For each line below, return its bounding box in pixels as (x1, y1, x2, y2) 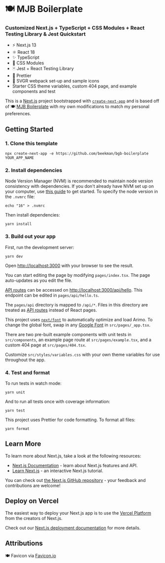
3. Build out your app (5, 233, 56, 240)
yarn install (5, 221, 32, 227)
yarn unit (5, 390, 26, 395)
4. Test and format (5, 369, 50, 376)
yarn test (5, 408, 26, 413)
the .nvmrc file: (5, 194, 35, 200)
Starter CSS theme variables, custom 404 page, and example (12, 83, 137, 89)
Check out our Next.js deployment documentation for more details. (5, 524, 141, 531)
